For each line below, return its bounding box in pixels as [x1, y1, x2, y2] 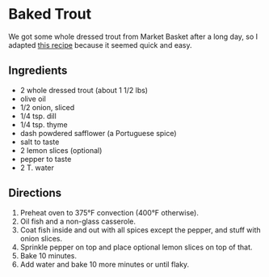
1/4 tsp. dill [19, 111, 57, 121]
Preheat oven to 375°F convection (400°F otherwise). [19, 207, 200, 217]
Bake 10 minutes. [19, 250, 77, 260]
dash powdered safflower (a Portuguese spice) [19, 128, 177, 138]
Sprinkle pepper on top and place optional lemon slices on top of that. [19, 242, 253, 252]
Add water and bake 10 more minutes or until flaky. [19, 259, 190, 269]
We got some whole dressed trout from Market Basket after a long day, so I [8, 32, 258, 41]
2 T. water [19, 163, 55, 173]
